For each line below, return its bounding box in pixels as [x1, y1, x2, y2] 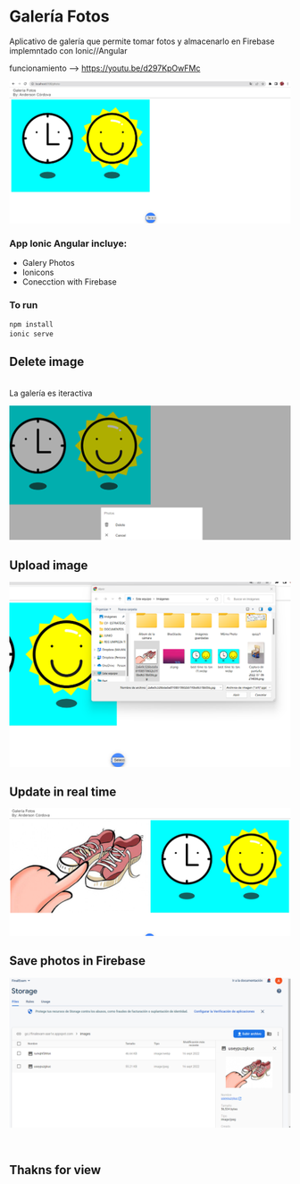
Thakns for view [9, 1162, 101, 1178]
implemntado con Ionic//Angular [9, 45, 128, 55]
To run [9, 298, 38, 311]
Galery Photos [21, 257, 75, 268]
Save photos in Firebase [9, 953, 146, 968]
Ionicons [21, 267, 54, 277]
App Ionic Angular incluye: [9, 237, 128, 250]
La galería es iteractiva [9, 388, 93, 398]
